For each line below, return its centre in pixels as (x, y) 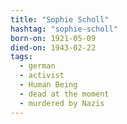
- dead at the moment (64, 94)
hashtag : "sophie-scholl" (64, 29)
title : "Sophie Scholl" (60, 19)
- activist (42, 76)
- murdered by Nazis (62, 103)
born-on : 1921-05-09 (53, 38)
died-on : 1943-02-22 (53, 47)
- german (37, 66)
